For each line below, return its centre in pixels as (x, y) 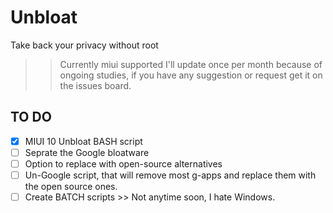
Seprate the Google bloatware (87, 152)
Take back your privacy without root (84, 45)
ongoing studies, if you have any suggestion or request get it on (191, 75)
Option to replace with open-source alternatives (123, 163)
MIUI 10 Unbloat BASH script (83, 141)
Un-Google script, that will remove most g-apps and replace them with (170, 175)
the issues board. (95, 85)
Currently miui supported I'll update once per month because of (191, 64)
